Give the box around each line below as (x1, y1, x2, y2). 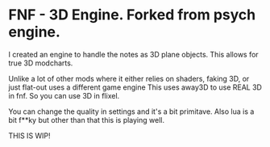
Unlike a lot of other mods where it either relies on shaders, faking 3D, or (8, 73, 250, 83)
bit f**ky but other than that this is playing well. (8, 115, 165, 124)
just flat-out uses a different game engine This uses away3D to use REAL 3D (8, 82, 262, 92)
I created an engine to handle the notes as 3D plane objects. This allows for (8, 49, 260, 59)
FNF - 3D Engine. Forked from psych (8, 6, 256, 24)
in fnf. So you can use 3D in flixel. (8, 90, 120, 100)
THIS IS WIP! (8, 131, 51, 141)
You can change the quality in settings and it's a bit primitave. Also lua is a (8, 107, 255, 116)
